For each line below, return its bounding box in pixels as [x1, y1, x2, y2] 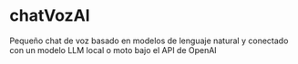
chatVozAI [9, 5, 90, 26]
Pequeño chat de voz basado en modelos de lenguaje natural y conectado [9, 35, 289, 46]
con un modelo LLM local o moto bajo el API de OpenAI [9, 44, 217, 55]
